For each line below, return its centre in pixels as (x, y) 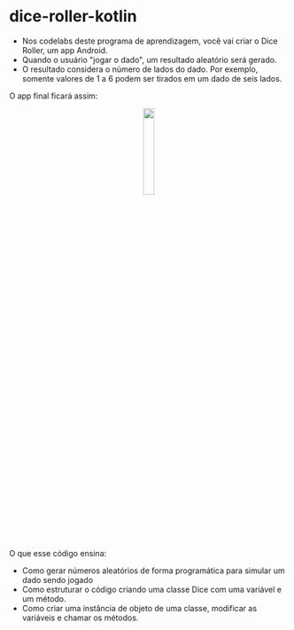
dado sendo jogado (58, 579)
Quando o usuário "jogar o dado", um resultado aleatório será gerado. (149, 59)
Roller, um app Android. (65, 50)
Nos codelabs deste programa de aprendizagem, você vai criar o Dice (150, 41)
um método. (44, 598)
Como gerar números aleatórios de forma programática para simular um (153, 571)
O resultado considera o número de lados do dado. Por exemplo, (140, 69)
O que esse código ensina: (58, 553)
